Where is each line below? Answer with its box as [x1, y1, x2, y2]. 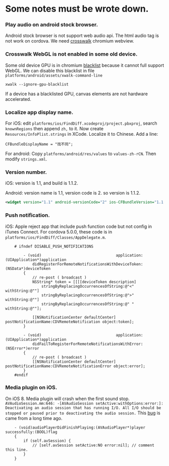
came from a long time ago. [5, 415, 63, 421]
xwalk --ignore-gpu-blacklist [5, 82, 69, 87]
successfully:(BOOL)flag [5, 429, 58, 435]
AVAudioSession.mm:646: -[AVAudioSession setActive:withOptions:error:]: [5, 401, 164, 406]
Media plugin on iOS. [5, 384, 58, 391]
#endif [14, 372, 28, 377]
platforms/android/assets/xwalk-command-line [5, 73, 102, 78]
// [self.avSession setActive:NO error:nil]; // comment [32, 443, 155, 448]
